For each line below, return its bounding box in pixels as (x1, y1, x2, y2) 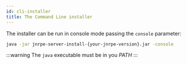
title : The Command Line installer (6, 14, 93, 20)
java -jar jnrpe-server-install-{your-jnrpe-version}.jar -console (6, 41, 174, 47)
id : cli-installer (6, 8, 51, 15)
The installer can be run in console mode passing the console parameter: (6, 30, 182, 37)
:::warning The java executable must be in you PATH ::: (6, 52, 138, 59)
